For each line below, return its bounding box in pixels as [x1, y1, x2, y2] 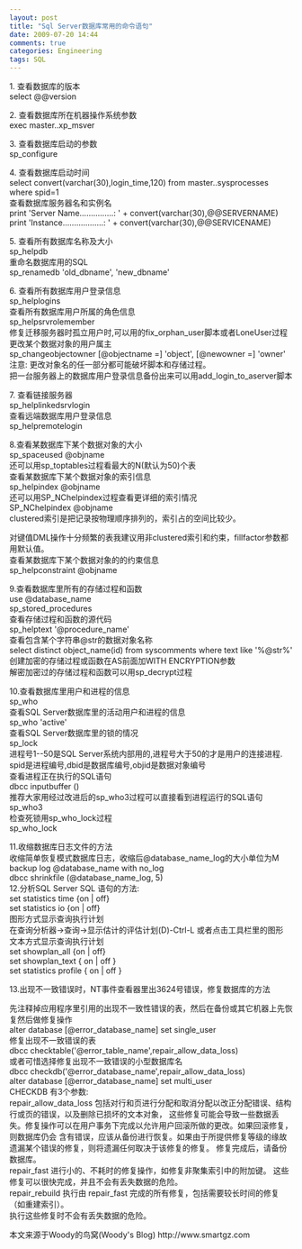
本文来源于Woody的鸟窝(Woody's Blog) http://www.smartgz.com [9, 1229, 250, 1240]
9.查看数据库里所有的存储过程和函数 [9, 583, 143, 594]
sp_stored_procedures [9, 603, 93, 614]
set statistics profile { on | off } [9, 965, 122, 976]
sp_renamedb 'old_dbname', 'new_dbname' [9, 267, 170, 278]
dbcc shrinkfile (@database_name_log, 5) [9, 872, 164, 883]
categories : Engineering [9, 47, 102, 56]
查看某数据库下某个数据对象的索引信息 [9, 471, 151, 482]
